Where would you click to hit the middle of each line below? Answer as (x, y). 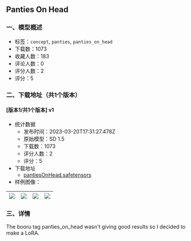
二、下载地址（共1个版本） (43, 95)
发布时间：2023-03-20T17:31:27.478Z (69, 131)
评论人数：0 (29, 63)
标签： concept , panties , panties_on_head (63, 41)
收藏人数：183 (32, 56)
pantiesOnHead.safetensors (57, 175)
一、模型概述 (24, 28)
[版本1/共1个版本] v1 (30, 110)
